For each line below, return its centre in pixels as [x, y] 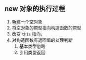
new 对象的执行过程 [35, 9]
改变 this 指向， [28, 34]
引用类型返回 [32, 52]
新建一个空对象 [27, 22]
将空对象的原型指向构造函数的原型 [46, 28]
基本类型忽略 [32, 46]
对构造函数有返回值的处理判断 [42, 40]
